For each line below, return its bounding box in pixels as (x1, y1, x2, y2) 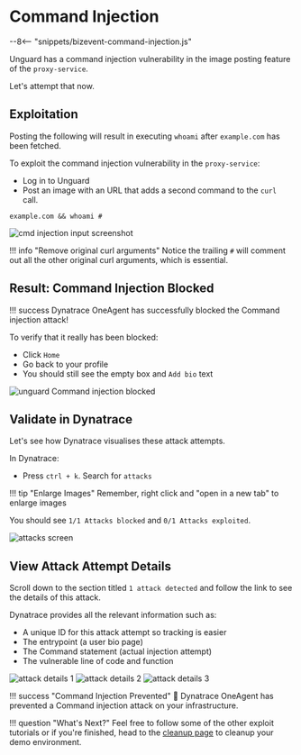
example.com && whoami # (9, 212, 103, 221)
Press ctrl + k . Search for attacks (22, 470, 152, 481)
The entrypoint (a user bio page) (22, 637, 144, 648)
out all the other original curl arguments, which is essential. (9, 254, 229, 265)
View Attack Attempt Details (9, 559, 171, 574)
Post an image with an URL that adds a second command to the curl (22, 185, 278, 196)
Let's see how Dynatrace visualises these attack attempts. (9, 435, 225, 447)
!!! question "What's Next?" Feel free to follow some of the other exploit (9, 718, 275, 729)
